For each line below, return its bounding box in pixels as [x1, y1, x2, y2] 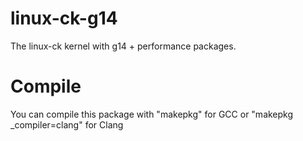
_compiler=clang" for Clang [10, 118, 124, 131]
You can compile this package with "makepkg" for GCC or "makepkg [10, 108, 294, 120]
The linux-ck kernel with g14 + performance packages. [10, 40, 237, 52]
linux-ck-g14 [10, 7, 118, 30]
